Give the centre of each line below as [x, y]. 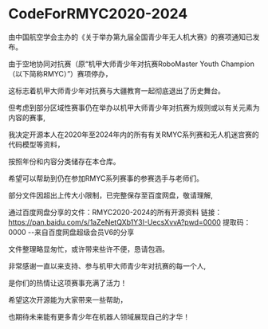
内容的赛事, [27, 117]
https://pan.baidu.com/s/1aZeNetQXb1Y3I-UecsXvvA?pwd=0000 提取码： [130, 222]
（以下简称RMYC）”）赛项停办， [61, 73]
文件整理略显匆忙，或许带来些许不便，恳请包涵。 [89, 249]
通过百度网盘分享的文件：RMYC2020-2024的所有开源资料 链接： [115, 212]
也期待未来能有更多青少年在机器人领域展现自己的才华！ [99, 316]
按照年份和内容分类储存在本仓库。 [64, 161]
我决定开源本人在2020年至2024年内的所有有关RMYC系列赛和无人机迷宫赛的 [134, 134]
